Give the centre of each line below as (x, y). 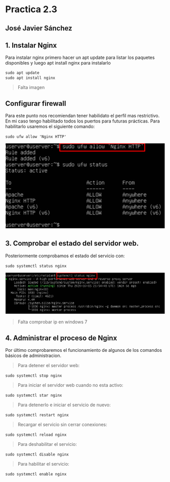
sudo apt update (22, 73)
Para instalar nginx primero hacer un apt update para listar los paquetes (80, 57)
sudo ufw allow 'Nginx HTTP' (36, 137)
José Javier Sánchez (39, 28)
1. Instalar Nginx (31, 45)
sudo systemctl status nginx (36, 266)
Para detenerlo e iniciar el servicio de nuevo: (64, 405)
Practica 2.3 (31, 9)
